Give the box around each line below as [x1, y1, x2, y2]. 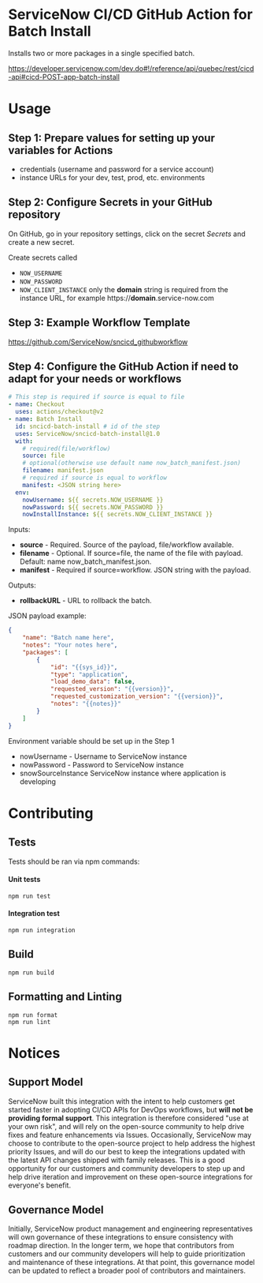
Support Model [8, 1075, 83, 1089]
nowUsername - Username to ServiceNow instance [19, 752, 187, 761]
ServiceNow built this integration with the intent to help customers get [8, 1096, 235, 1106]
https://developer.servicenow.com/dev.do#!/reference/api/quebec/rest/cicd [8, 63, 254, 73]
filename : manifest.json [22, 467, 104, 475]
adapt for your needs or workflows [8, 372, 182, 385]
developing [19, 776, 57, 786]
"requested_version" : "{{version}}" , [50, 685, 175, 693]
